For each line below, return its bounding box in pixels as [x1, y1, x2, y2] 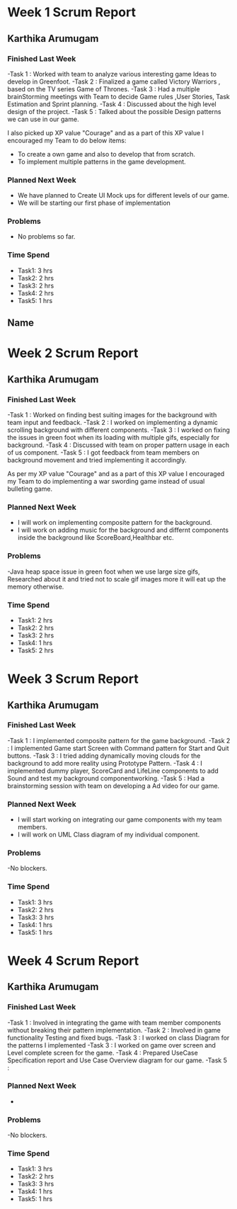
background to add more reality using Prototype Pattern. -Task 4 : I [7, 759, 203, 767]
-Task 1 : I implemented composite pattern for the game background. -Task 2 [7, 736, 231, 744]
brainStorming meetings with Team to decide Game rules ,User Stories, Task [7, 92, 230, 101]
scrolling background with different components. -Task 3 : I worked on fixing [7, 426, 230, 434]
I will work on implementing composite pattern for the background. [17, 518, 212, 527]
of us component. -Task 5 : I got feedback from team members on [7, 448, 200, 457]
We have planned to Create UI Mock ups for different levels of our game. [17, 191, 230, 200]
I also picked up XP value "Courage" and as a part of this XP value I [7, 128, 204, 137]
